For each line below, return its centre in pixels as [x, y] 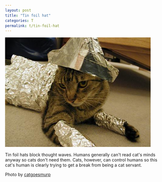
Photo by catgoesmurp [28, 175]
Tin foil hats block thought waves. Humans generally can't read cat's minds [80, 155]
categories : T [19, 20]
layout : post [18, 10]
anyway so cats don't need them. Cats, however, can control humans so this [81, 160]
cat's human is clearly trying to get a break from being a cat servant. [73, 165]
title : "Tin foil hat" [28, 15]
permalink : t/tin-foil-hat [32, 26]
